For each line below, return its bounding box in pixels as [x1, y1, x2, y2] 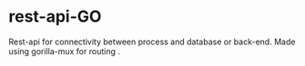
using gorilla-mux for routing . [8, 45, 120, 56]
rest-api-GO [8, 6, 102, 27]
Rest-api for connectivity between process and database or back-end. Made [8, 36, 296, 47]
